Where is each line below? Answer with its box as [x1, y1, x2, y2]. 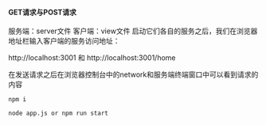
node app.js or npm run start [8, 109, 109, 118]
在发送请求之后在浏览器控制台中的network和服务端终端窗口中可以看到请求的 [8, 70, 259, 79]
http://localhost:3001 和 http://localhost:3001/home [8, 53, 176, 62]
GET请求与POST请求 [8, 7, 77, 17]
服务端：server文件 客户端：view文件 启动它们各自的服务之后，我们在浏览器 [8, 26, 258, 36]
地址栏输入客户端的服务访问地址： [8, 36, 120, 46]
